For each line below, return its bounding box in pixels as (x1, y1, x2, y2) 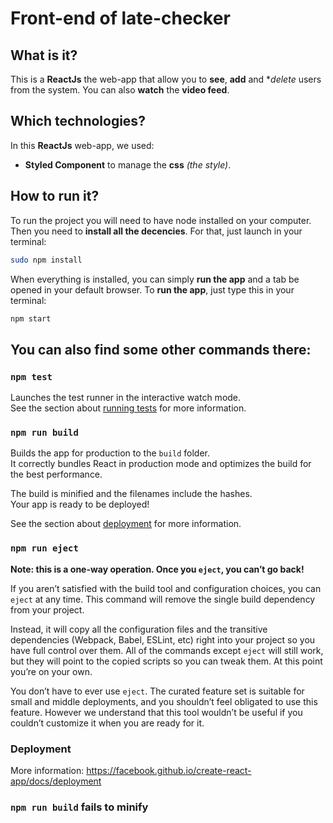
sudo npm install (10, 255, 83, 265)
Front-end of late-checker (10, 7, 231, 30)
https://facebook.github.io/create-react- (86, 764, 252, 776)
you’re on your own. (10, 665, 93, 677)
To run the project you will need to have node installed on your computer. (10, 214, 312, 226)
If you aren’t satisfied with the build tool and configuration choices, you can (10, 582, 322, 594)
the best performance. (10, 468, 103, 481)
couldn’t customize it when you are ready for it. (10, 717, 205, 729)
